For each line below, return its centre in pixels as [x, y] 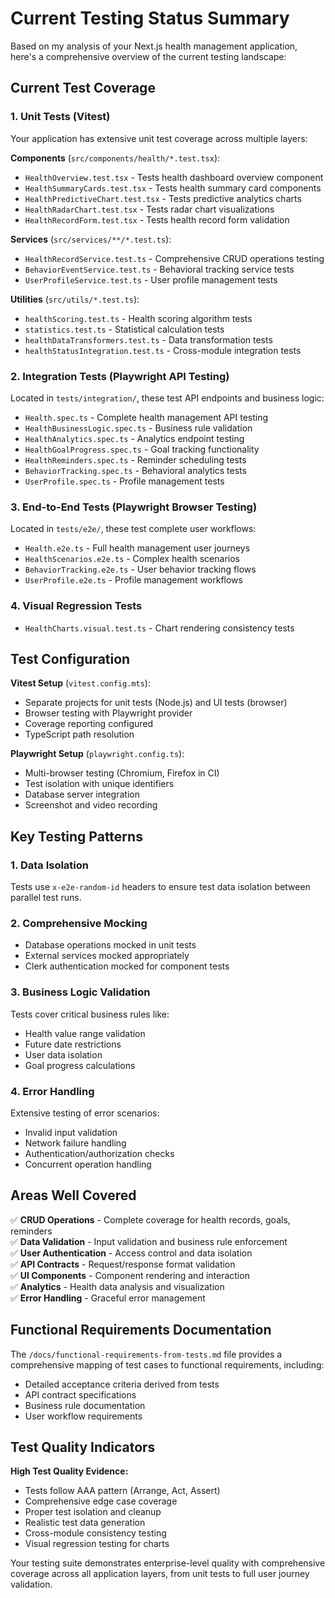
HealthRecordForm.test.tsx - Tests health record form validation [157, 219]
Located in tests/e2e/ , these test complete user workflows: [133, 529]
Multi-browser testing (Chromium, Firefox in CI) [122, 773]
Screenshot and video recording [91, 805]
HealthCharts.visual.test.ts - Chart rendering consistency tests [159, 628]
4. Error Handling [52, 1091]
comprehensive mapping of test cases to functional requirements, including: [167, 1364]
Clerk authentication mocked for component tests [127, 966]
